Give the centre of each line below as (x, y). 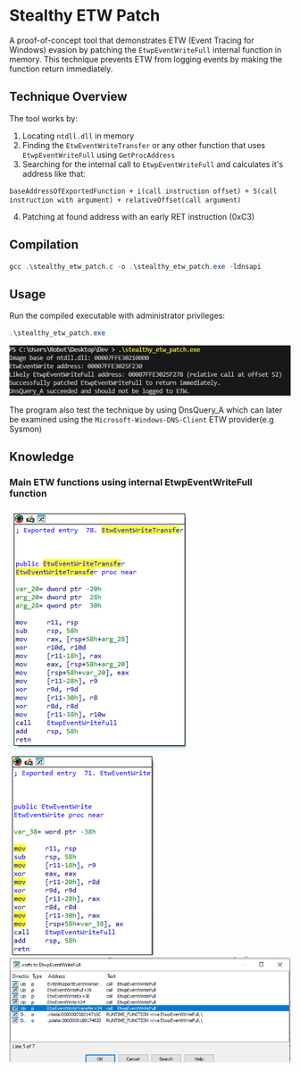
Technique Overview (68, 97)
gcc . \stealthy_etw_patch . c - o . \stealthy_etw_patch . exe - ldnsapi (135, 266)
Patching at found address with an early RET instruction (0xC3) (138, 216)
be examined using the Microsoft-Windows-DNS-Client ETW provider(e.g (142, 420)
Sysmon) (26, 429)
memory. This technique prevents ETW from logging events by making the (146, 59)
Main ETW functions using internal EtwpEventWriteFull (131, 482)
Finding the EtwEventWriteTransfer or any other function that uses (144, 145)
